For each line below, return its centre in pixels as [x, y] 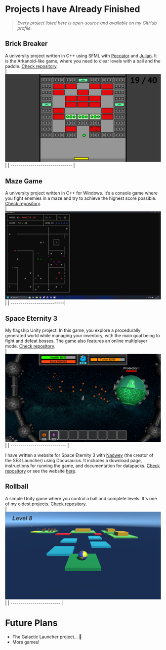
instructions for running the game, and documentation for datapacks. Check [83, 466]
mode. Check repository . [30, 346]
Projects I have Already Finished [73, 9]
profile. [24, 28]
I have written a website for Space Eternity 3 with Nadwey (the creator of [79, 455]
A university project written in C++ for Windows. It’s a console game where [82, 193]
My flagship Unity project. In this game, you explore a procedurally [73, 330]
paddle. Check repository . [32, 66]
